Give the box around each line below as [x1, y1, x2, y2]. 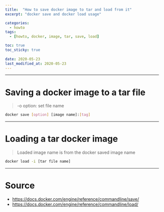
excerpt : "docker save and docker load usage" [5, 12, 102, 17]
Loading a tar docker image [5, 133, 118, 145]
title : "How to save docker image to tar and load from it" [5, 7, 132, 12]
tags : [5, 30, 16, 35]
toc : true [5, 43, 25, 48]
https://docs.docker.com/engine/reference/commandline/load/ [12, 201, 139, 207]
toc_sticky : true [5, 47, 41, 52]
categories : [5, 21, 29, 25]
